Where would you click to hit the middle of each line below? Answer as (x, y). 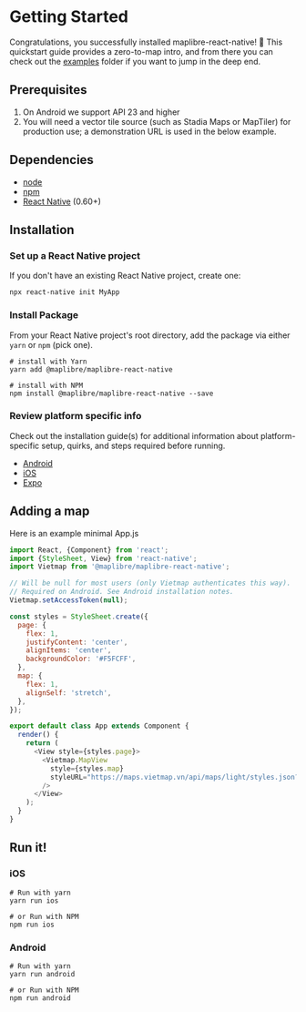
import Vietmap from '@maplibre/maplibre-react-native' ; (120, 567)
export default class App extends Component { (99, 726)
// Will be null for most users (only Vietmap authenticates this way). (150, 583)
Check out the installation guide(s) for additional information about (134, 435)
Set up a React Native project (75, 255)
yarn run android (42, 974)
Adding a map (50, 511)
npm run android (40, 998)
